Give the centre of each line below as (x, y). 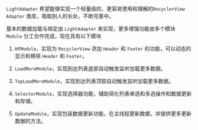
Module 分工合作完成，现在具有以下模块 (54, 36)
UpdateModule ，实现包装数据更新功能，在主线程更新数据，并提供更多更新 (103, 113)
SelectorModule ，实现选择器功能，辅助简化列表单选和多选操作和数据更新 (103, 94)
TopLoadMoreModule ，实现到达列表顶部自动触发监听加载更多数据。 (94, 81)
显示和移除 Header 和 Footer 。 (51, 56)
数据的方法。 (30, 121)
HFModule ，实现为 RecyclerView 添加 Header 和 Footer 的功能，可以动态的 (103, 48)
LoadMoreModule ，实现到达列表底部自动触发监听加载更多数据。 (90, 69)
